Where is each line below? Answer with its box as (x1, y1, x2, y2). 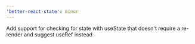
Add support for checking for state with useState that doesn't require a (6, 25, 181, 32)
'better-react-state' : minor (6, 8, 79, 15)
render (6, 31, 23, 38)
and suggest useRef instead (23, 31, 93, 38)
